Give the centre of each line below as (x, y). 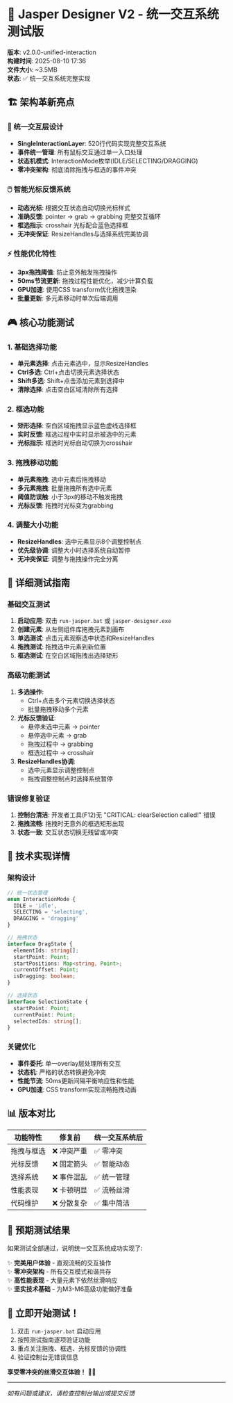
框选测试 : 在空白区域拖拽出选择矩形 (68, 656)
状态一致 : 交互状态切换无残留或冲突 (68, 832)
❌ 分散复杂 (70, 1203)
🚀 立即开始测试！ (43, 1313)
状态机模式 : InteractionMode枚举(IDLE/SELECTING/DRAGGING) (108, 161)
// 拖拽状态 (23, 938)
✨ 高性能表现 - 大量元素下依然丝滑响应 (62, 1281)
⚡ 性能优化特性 (32, 253)
